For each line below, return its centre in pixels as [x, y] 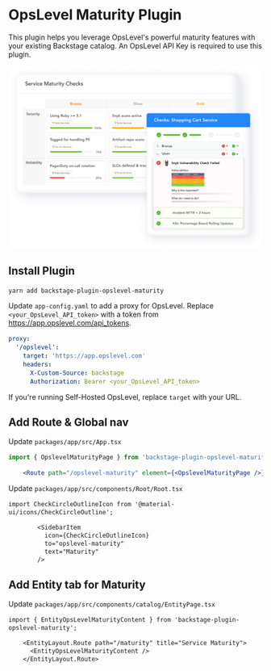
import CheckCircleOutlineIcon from [70, 505]
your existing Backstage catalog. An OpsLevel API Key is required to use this [135, 45]
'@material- [154, 505]
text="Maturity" [71, 552]
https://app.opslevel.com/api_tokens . [70, 323]
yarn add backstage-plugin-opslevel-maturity [86, 291]
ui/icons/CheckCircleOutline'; [61, 513]
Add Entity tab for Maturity [77, 584]
